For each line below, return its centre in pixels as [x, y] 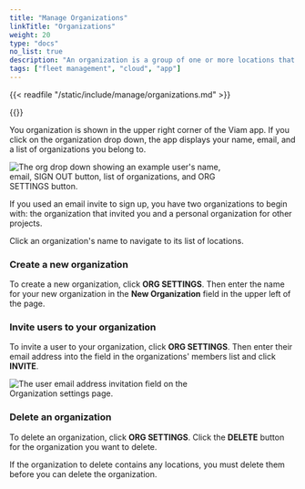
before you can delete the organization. [83, 474]
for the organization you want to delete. [83, 446]
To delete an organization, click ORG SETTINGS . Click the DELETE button [147, 437]
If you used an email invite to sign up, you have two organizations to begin [148, 204]
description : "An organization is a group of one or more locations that [152, 60]
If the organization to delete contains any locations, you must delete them [147, 464]
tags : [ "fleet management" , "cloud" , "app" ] [95, 69]
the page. [27, 304]
